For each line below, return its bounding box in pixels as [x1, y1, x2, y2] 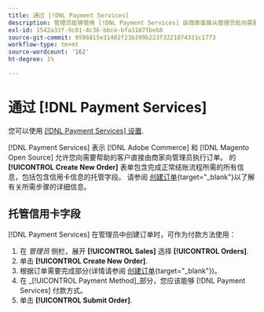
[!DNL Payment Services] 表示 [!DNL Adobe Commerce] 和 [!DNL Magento [8, 142, 250, 152]
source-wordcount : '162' [8, 48, 90, 56]
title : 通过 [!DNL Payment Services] [8, 11, 130, 20]
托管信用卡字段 [8, 207, 81, 221]
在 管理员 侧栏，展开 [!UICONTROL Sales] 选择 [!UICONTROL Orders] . [19, 246, 249, 255]
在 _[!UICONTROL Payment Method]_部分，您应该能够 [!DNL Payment [19, 276, 246, 285]
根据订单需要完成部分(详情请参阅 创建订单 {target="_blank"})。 [19, 266, 222, 275]
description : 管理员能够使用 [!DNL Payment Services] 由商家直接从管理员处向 [8, 19, 247, 27]
